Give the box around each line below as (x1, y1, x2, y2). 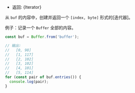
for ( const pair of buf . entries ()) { (5, 75, 82, 79)
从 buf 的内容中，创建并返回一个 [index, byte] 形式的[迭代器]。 (5, 15, 133, 20)
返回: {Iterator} (12, 4, 42, 10)
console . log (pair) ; (9, 79, 49, 84)
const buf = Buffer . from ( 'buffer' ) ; (5, 34, 79, 39)
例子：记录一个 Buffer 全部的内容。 (5, 25, 76, 31)
